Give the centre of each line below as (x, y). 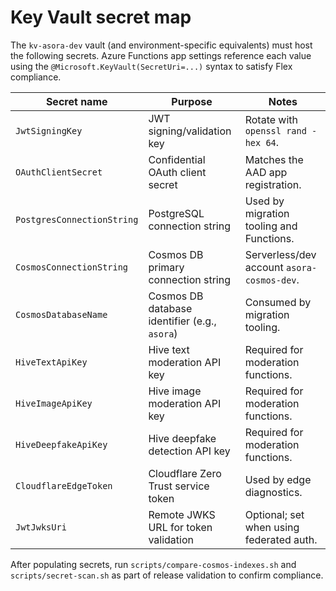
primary (166, 267)
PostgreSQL (176, 213)
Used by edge (278, 479)
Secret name (76, 101)
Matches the (274, 159)
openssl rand (275, 130)
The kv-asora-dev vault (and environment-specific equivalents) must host (161, 45)
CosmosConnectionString (72, 267)
